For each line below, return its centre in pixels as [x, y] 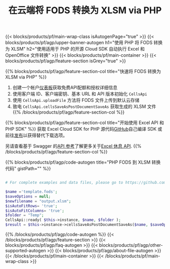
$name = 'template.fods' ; [31, 192]
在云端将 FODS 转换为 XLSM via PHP [85, 10]
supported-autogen [26, 251]
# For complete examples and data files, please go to [64, 183]
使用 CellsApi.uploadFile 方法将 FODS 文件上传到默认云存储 [76, 100]
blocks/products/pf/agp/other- [131, 245]
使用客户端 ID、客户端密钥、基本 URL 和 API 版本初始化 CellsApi [80, 94]
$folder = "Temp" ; [25, 215]
